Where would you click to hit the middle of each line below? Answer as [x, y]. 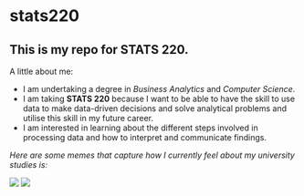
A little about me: [42, 71]
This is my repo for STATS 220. [99, 50]
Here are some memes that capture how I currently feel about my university [152, 155]
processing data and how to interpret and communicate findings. [145, 137]
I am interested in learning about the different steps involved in [140, 128]
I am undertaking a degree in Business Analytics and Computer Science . [159, 89]
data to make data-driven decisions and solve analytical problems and [155, 108]
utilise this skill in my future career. [88, 118]
